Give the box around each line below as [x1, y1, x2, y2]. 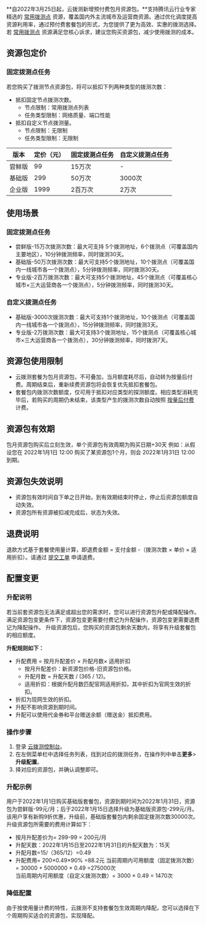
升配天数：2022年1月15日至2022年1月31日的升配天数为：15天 [15, 842, 170, 849]
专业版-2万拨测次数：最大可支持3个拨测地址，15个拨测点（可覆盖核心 [15, 329, 191, 336]
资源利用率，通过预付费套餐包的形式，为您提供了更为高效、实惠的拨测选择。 [6, 21, 200, 28]
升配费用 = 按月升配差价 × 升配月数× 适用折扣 [15, 657, 131, 664]
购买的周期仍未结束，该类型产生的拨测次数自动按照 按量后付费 [36, 396, 194, 403]
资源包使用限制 [6, 356, 63, 367]
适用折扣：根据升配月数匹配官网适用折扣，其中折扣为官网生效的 [24, 680, 186, 688]
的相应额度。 [6, 631, 39, 639]
